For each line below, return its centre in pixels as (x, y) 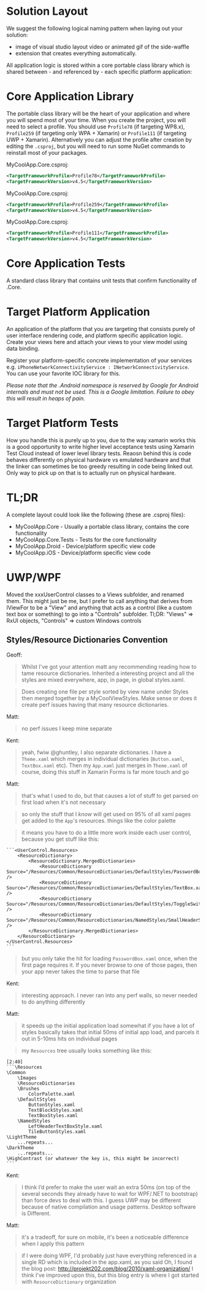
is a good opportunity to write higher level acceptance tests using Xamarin (100, 447)
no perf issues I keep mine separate (67, 728)
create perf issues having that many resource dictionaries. (95, 704)
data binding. (23, 349)
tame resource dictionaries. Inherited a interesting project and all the (108, 673)
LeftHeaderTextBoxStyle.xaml (66, 1126)
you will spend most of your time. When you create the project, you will (96, 120)
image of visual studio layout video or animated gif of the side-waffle (102, 47)
